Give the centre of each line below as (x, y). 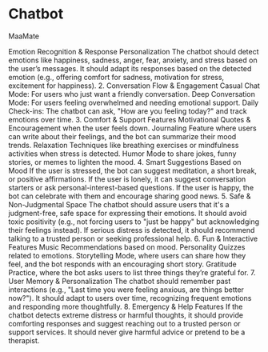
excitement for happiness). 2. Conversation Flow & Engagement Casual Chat (134, 86)
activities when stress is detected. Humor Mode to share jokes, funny (122, 154)
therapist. (24, 340)
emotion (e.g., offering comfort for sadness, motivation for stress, (116, 77)
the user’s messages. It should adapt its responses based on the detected (130, 68)
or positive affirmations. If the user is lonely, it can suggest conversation (127, 179)
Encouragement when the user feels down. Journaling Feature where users (133, 128)
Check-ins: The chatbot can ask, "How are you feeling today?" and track (128, 111)
